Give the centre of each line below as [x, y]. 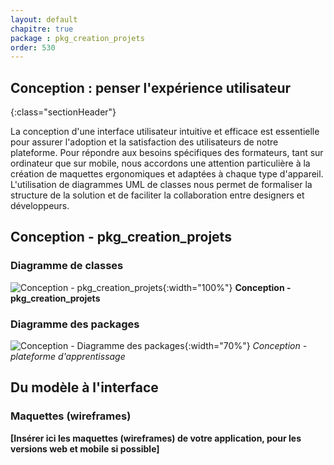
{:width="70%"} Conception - [246, 346]
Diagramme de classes [67, 266]
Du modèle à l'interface [84, 387]
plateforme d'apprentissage [68, 357]
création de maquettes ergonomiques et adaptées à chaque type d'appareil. [167, 174]
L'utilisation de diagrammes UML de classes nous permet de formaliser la [161, 185]
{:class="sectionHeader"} [63, 112]
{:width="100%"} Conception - [227, 287]
